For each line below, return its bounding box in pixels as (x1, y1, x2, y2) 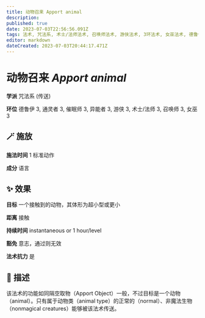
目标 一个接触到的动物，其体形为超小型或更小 (6, 201, 120, 208)
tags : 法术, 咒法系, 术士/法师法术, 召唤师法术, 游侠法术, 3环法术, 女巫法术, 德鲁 (6, 32, 198, 38)
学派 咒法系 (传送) (6, 92, 51, 99)
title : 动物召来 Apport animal (6, 9, 82, 15)
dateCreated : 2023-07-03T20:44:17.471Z (6, 43, 108, 49)
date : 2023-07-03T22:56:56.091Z (6, 26, 88, 32)
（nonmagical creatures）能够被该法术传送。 (6, 305, 120, 313)
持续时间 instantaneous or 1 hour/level (6, 227, 102, 235)
